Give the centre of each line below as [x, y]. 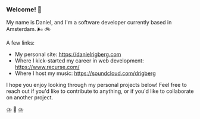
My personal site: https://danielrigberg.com [68, 54]
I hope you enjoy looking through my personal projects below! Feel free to [97, 85]
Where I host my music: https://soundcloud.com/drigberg [85, 73]
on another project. [30, 98]
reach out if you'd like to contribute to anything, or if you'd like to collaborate [100, 91]
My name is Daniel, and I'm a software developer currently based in [89, 23]
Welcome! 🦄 [24, 10]
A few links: [20, 43]
